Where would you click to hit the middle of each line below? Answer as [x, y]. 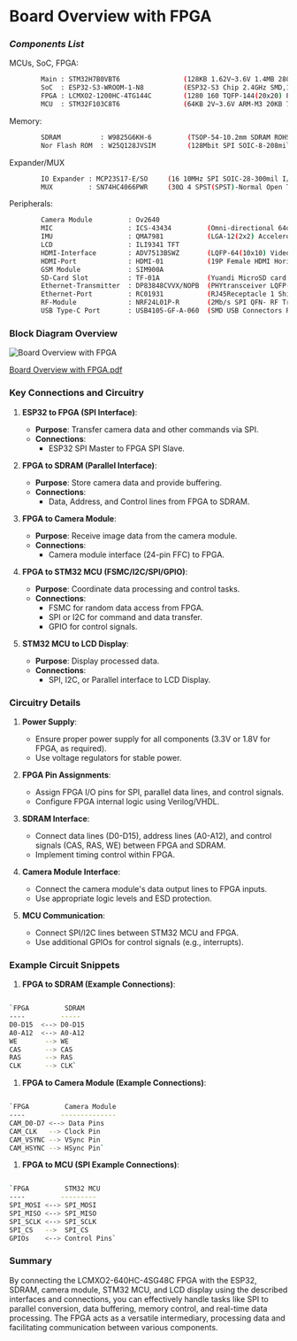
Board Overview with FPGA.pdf [66, 370]
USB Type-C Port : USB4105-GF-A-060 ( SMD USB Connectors [162, 311]
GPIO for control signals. [93, 626]
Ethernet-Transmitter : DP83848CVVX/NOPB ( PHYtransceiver [154, 286]
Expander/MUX [37, 162]
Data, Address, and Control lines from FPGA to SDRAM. [149, 501]
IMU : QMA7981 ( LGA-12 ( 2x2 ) [148, 236]
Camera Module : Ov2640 [101, 220]
